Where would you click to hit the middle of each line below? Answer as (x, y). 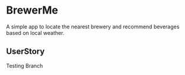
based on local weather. (35, 32)
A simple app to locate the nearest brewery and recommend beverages (93, 27)
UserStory (25, 52)
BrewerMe (32, 10)
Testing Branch (25, 66)
